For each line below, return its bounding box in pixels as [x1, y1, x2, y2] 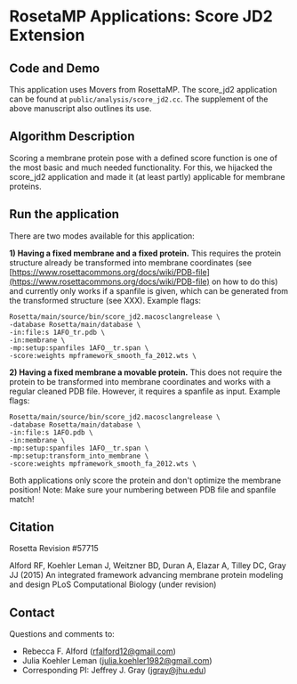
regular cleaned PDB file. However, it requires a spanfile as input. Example [9, 386, 281, 396]
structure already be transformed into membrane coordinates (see [9, 256, 252, 268]
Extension [9, 25, 85, 45]
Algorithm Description [9, 129, 135, 144]
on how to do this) [212, 276, 278, 287]
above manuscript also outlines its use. [9, 103, 152, 113]
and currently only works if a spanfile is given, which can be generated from [9, 285, 289, 296]
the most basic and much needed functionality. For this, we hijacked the [9, 162, 273, 173]
